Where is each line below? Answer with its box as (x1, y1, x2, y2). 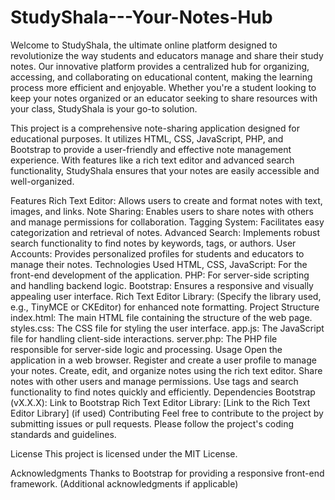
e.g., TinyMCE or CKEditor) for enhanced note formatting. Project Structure (10, 301, 320, 313)
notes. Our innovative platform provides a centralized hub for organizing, (10, 60, 310, 72)
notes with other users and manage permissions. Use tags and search (10, 375, 299, 387)
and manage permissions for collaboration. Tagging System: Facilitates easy (10, 216, 325, 228)
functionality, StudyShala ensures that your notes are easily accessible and (10, 164, 320, 176)
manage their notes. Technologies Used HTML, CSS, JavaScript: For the (10, 258, 308, 270)
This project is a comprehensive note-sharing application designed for (10, 122, 300, 134)
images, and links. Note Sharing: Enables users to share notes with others (10, 205, 314, 217)
